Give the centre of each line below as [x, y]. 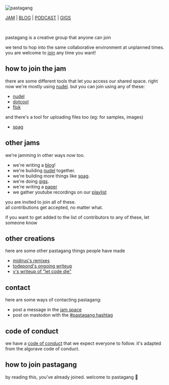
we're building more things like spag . [51, 176]
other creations [30, 239]
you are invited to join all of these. [41, 202]
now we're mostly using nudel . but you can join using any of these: [75, 86]
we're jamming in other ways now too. [45, 155]
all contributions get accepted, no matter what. [54, 207]
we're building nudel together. [44, 170]
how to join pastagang [41, 365]
